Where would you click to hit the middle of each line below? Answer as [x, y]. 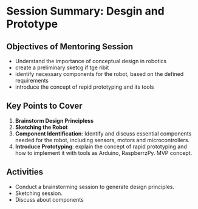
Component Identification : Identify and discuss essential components [103, 133]
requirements [32, 81]
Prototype [32, 24]
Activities [25, 172]
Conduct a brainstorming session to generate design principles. [95, 187]
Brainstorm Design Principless [54, 120]
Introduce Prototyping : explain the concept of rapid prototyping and [101, 146]
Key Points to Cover [45, 106]
